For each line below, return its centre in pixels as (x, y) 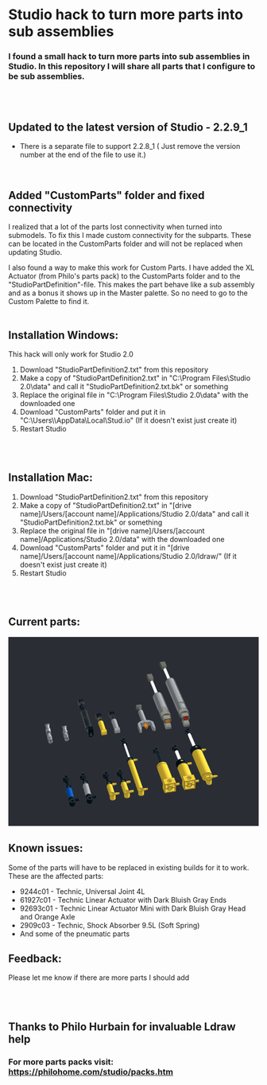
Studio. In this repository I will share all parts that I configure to (132, 67)
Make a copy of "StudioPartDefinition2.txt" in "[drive (106, 505)
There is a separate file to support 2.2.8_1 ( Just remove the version (130, 146)
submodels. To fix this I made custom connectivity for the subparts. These (130, 236)
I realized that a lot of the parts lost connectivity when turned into (115, 227)
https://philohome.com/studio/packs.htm (91, 1071)
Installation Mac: (50, 478)
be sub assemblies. (46, 76)
